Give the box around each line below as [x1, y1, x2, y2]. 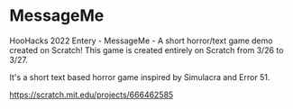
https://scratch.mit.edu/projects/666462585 [9, 89, 174, 100]
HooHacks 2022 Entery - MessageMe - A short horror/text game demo [9, 35, 273, 46]
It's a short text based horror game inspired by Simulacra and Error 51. [9, 71, 270, 82]
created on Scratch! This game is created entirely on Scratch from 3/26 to [9, 44, 284, 55]
